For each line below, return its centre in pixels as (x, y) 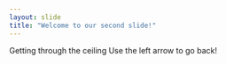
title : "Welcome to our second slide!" (83, 25)
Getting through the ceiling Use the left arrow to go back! (113, 50)
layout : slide (35, 17)
